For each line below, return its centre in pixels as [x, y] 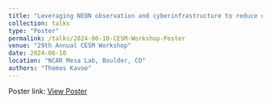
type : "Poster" [34, 31]
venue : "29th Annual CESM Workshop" [70, 46]
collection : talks [39, 23]
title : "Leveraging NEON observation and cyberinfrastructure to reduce [133, 16]
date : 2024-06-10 [38, 53]
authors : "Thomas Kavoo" [50, 68]
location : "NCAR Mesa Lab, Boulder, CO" [77, 61]
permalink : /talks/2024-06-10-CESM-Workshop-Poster [97, 38]
